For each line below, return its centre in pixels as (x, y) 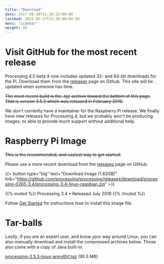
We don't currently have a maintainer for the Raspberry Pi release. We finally (82, 111)
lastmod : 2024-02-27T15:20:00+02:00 (42, 19)
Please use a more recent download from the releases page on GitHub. (77, 164)
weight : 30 (16, 28)
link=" (11, 179)
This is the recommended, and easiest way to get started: (63, 155)
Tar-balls (24, 223)
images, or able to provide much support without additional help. (70, 121)
